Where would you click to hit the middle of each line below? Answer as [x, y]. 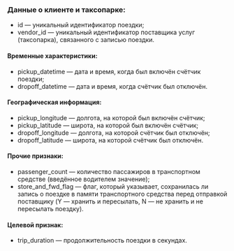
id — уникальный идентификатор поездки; [81, 25]
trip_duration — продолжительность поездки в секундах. [102, 241]
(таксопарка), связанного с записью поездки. [86, 40]
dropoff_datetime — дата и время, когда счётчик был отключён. [112, 86]
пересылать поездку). [50, 208]
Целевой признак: [35, 224]
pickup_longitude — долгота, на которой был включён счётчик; [111, 117]
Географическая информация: [54, 102]
